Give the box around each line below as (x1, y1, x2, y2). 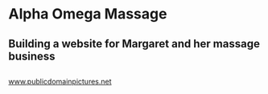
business (8, 49, 56, 63)
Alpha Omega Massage (8, 5, 167, 23)
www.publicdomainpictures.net (8, 76, 112, 86)
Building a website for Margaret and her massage (8, 37, 260, 51)
